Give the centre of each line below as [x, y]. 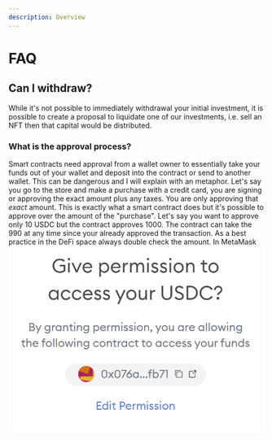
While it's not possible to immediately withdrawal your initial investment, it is [136, 108]
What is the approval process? [70, 146]
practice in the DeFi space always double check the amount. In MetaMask [132, 242]
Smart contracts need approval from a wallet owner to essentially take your [134, 163]
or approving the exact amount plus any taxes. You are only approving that [134, 198]
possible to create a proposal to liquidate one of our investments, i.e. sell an [135, 116]
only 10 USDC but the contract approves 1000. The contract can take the [130, 224]
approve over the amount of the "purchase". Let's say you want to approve [134, 216]
